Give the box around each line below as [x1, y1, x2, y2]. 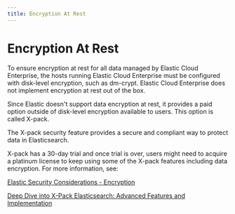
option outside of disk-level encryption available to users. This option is [7, 107, 214, 116]
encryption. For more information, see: [7, 164, 119, 173]
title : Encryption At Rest [7, 10, 86, 18]
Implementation [7, 199, 53, 207]
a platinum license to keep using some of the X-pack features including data [7, 156, 228, 165]
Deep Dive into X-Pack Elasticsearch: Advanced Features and [7, 191, 186, 200]
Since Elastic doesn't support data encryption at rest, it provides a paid [7, 100, 213, 108]
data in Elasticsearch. [7, 135, 69, 144]
